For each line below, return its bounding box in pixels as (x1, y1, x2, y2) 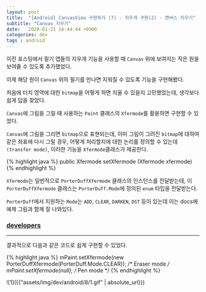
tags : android (6, 37, 45, 44)
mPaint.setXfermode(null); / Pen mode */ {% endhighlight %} (6, 267, 161, 274)
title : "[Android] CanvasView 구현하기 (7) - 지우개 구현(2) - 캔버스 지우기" (6, 15, 196, 21)
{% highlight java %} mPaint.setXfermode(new (6, 254, 124, 261)
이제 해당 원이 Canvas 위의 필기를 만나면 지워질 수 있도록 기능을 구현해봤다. (6, 76, 185, 83)
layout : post (6, 9, 40, 15)
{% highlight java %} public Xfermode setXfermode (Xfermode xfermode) (6, 158, 193, 165)
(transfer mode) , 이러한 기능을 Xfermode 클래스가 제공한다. (6, 145, 148, 153)
